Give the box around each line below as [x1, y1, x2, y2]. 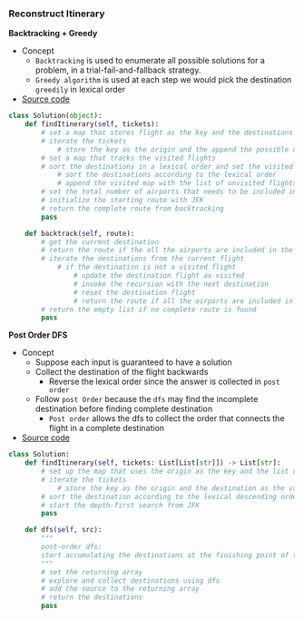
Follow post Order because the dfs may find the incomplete [34, 394, 259, 405]
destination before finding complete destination [34, 403, 213, 415]
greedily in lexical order [34, 84, 126, 95]
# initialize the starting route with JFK [41, 196, 204, 205]
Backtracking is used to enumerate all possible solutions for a [34, 55, 265, 66]
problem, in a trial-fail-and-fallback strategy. [34, 64, 201, 75]
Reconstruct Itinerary [8, 7, 105, 20]
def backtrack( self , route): [25, 229, 135, 238]
